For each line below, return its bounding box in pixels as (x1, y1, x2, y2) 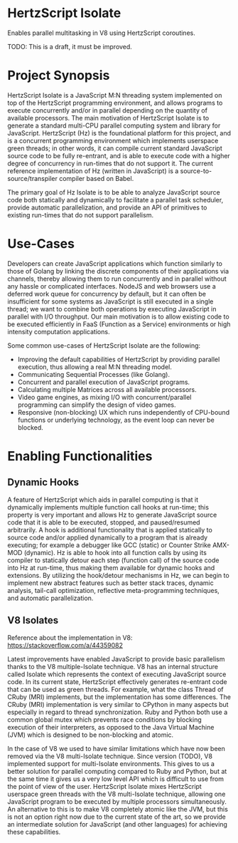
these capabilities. (7, 827, 61, 836)
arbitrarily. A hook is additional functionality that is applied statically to (7, 525, 213, 534)
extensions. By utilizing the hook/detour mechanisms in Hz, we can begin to (7, 571, 229, 579)
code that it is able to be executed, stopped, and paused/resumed (7, 518, 200, 527)
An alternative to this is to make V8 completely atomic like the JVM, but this (7, 805, 229, 813)
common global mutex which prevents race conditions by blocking (7, 715, 202, 724)
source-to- (180, 166, 212, 175)
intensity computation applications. (7, 327, 110, 336)
